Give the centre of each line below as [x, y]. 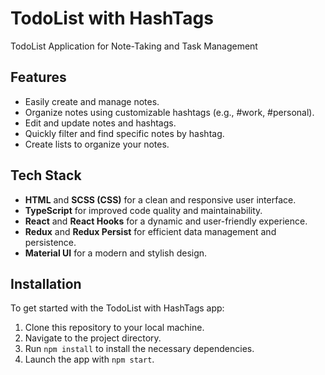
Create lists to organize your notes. [97, 144]
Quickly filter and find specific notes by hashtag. [124, 133]
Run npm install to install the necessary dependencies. [139, 349]
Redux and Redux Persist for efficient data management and [150, 231]
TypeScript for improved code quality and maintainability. [143, 210]
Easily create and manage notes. [92, 101]
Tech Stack [46, 175]
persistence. [50, 242]
